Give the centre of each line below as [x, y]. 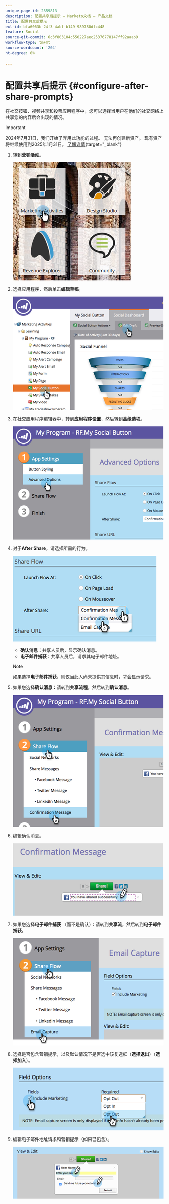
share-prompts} [39, 97]
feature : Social [22, 32]
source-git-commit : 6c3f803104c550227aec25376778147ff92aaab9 [72, 37]
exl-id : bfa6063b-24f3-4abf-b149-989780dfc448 [55, 27]
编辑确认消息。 [28, 836]
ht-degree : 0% [20, 53]
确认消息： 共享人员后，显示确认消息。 [60, 650]
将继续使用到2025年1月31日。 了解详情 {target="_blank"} [63, 144]
